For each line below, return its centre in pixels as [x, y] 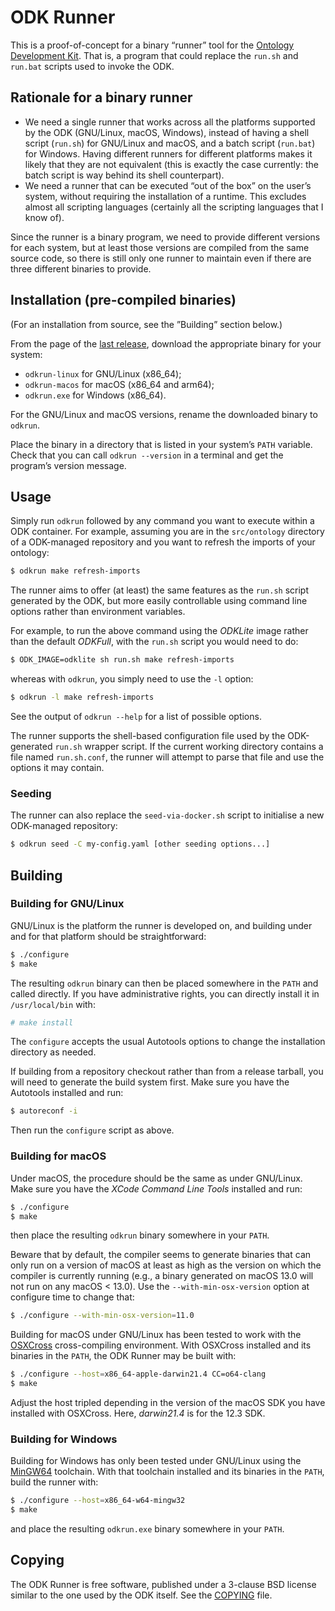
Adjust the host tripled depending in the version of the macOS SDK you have [168, 1403]
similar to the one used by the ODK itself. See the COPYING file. [141, 1595]
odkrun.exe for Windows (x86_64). [95, 395]
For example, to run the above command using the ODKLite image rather [159, 631]
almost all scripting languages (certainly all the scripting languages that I [174, 207]
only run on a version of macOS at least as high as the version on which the [166, 1265]
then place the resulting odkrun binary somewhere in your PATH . [140, 1235]
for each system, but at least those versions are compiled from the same [160, 247]
